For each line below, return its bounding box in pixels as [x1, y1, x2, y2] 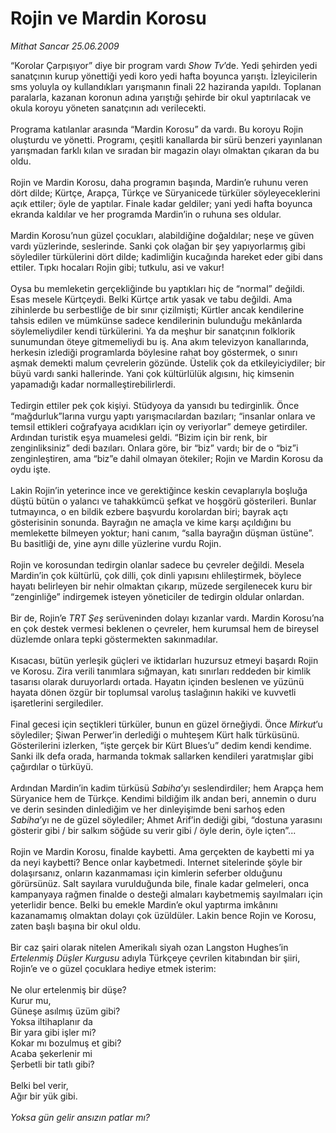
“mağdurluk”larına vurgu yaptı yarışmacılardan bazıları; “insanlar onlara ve [10, 410, 316, 422]
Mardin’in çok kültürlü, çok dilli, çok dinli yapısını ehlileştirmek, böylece [10, 569, 302, 581]
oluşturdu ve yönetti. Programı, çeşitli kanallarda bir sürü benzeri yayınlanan [10, 133, 323, 146]
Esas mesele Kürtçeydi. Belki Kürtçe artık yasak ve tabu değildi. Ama [10, 293, 293, 305]
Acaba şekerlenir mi [10, 1047, 93, 1059]
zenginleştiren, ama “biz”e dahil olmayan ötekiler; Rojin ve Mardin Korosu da [10, 452, 324, 464]
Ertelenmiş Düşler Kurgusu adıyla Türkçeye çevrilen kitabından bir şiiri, [10, 952, 301, 964]
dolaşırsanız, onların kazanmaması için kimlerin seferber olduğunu [10, 867, 283, 879]
